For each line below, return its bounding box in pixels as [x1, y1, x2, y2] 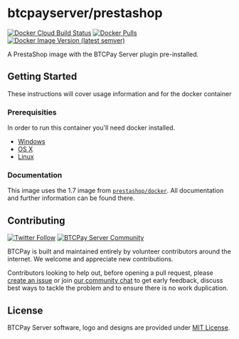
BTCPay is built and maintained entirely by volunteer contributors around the [7, 247, 231, 256]
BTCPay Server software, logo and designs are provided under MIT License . [7, 323, 230, 332]
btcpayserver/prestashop [7, 5, 163, 21]
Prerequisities [7, 107, 57, 117]
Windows [17, 137, 46, 146]
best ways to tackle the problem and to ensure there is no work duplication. [7, 283, 229, 293]
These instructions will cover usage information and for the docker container [7, 89, 232, 98]
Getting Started [7, 71, 78, 83]
